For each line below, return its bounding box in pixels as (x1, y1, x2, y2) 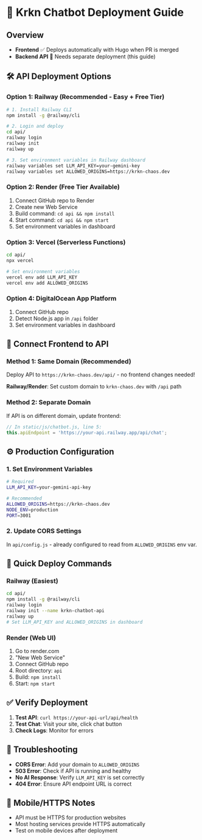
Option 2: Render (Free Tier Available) (6, 183, 120, 191)
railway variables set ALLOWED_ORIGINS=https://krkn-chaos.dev (6, 168, 170, 175)
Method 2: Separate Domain (6, 398, 91, 407)
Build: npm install (15, 673, 61, 681)
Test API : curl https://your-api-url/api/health (15, 714, 138, 721)
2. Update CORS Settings (6, 527, 82, 535)
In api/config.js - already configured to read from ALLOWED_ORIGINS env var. (6, 541, 197, 548)
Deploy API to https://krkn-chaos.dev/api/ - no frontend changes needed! (6, 371, 196, 378)
